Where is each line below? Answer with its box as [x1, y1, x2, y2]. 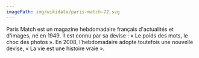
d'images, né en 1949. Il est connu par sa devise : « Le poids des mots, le [6, 31, 188, 39]
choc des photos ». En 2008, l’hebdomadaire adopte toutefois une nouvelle [6, 38, 194, 45]
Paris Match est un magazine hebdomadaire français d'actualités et [6, 25, 174, 33]
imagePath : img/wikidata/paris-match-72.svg [6, 8, 120, 15]
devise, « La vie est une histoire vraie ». [6, 45, 105, 52]
